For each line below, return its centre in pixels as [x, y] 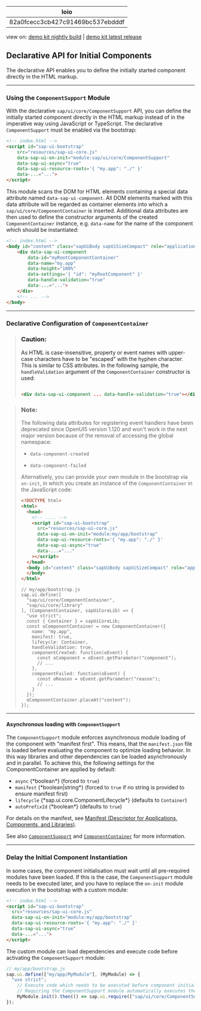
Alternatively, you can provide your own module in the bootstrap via [104, 477]
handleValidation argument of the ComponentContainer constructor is [105, 371]
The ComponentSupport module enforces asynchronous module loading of [96, 738]
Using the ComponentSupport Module [58, 97]
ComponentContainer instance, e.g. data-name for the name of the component [100, 223]
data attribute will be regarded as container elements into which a [87, 204]
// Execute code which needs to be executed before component [96, 985]
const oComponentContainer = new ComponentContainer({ [96, 627]
